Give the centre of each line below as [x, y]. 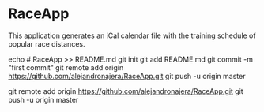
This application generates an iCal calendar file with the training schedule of [132, 35]
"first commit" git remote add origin [66, 67]
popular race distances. [47, 43]
